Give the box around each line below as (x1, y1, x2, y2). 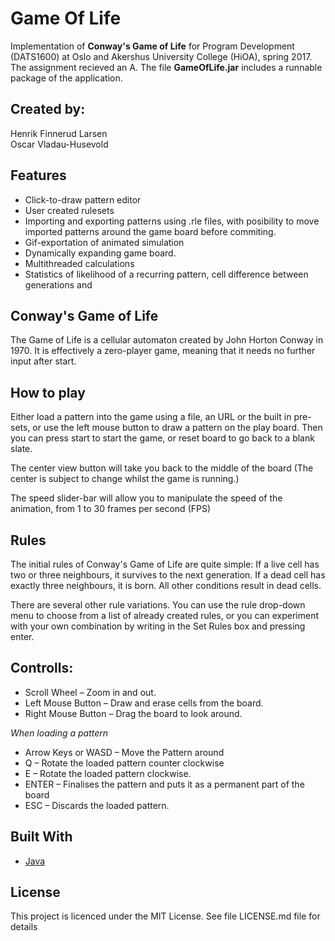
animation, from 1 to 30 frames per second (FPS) (10, 503, 212, 515)
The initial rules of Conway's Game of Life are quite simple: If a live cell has (10, 558, 320, 570)
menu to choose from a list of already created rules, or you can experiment (10, 610, 320, 621)
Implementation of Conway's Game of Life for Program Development (10, 40, 295, 52)
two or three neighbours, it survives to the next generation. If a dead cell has (10, 569, 326, 581)
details (10, 921, 38, 933)
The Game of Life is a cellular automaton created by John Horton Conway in (10, 334, 324, 346)
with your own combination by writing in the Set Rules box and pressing (10, 620, 306, 632)
